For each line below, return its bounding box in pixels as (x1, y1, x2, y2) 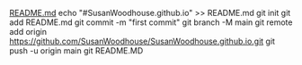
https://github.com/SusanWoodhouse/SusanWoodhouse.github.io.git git (9, 36, 276, 46)
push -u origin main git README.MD (9, 45, 144, 56)
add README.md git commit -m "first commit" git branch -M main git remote (9, 17, 293, 28)
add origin (9, 27, 48, 37)
